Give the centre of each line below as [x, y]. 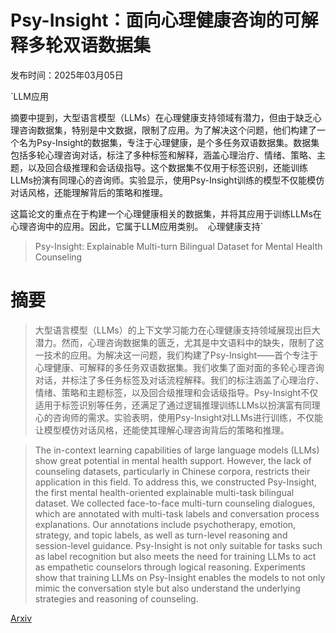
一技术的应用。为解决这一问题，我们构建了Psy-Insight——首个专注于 [176, 355]
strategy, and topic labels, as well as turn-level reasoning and [161, 535]
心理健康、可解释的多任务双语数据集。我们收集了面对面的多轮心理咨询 [179, 367]
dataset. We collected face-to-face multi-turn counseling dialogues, [175, 503]
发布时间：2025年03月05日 [67, 75]
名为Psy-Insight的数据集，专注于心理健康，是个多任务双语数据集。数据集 [169, 142]
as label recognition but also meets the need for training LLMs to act [175, 556]
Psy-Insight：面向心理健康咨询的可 [156, 20]
